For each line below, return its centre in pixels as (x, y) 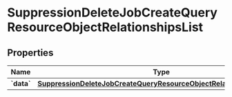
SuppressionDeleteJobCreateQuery (112, 13)
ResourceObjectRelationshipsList (105, 27)
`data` (21, 84)
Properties (30, 53)
